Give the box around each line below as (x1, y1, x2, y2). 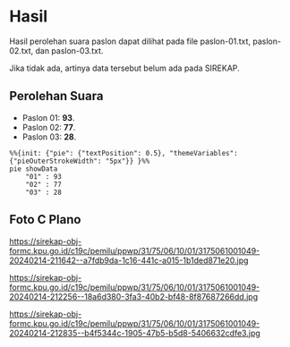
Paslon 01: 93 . (21, 112, 75, 123)
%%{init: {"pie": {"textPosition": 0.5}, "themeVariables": (9, 148, 239, 157)
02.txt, (9, 45, 34, 55)
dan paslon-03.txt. (35, 45, 104, 55)
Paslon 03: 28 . (21, 131, 77, 142)
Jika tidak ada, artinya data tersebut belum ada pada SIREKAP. (9, 63, 240, 73)
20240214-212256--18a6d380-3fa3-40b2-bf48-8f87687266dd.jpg (9, 291, 258, 301)
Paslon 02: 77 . (21, 122, 76, 132)
